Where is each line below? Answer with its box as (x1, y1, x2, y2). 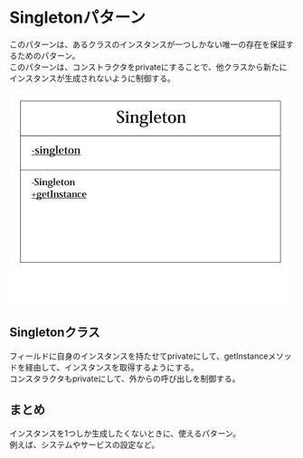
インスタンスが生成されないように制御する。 (9, 72, 176, 83)
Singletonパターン (9, 7, 147, 28)
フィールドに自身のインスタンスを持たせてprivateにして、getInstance (9, 351, 269, 361)
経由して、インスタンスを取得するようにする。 (24, 361, 199, 372)
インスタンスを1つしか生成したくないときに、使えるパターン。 (9, 427, 241, 438)
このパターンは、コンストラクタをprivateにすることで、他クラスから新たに (9, 61, 288, 72)
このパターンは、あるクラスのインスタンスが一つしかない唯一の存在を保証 (9, 39, 287, 50)
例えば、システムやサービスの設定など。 (9, 439, 160, 450)
